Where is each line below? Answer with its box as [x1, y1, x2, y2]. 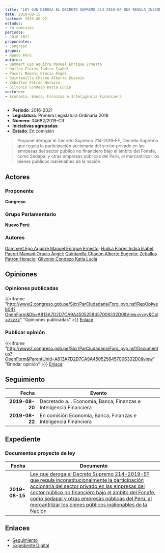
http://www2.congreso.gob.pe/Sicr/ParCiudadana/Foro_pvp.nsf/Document [7, 345, 159, 351]
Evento [90, 390, 107, 396]
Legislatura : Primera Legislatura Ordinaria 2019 [12, 112, 109, 118]
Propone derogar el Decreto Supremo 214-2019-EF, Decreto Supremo [17, 138, 159, 144]
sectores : [5, 89, 26, 94]
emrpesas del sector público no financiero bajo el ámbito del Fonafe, [17, 148, 156, 154]
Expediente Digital [12, 542, 49, 548]
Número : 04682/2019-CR [12, 118, 65, 124]
